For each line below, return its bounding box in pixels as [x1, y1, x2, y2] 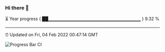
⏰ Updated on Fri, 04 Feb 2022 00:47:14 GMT [5, 32, 98, 38]
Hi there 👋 [5, 4, 29, 11]
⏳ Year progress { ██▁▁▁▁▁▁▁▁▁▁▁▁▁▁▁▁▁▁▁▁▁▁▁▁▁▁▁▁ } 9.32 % [5, 16, 160, 22]
